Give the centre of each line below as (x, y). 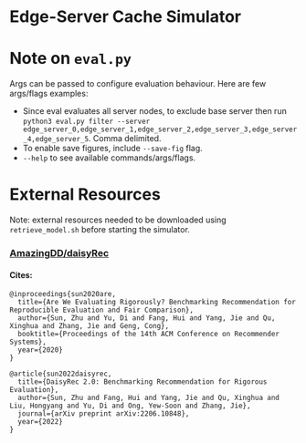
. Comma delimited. (125, 139)
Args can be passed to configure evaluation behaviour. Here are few (138, 84)
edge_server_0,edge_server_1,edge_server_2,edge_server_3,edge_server (160, 129)
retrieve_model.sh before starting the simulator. (100, 230)
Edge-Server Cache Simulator (126, 17)
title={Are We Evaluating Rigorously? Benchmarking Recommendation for (157, 303)
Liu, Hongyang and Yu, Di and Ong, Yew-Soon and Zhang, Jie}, (130, 406)
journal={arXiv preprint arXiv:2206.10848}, (104, 414)
